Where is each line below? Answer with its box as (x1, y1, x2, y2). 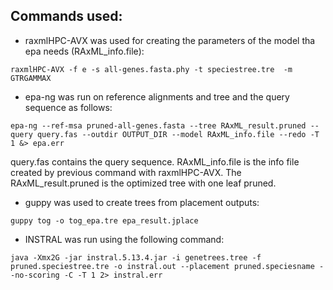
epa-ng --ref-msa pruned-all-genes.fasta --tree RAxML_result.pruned (10, 120, 307, 131)
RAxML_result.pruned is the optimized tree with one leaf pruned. (10, 177, 277, 189)
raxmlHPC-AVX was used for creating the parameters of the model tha (24, 34, 316, 46)
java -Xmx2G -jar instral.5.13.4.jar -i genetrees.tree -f (10, 252, 262, 263)
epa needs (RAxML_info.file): (24, 45, 145, 57)
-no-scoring (10, 270, 60, 280)
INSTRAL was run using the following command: (24, 233, 225, 245)
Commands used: (10, 8, 123, 25)
